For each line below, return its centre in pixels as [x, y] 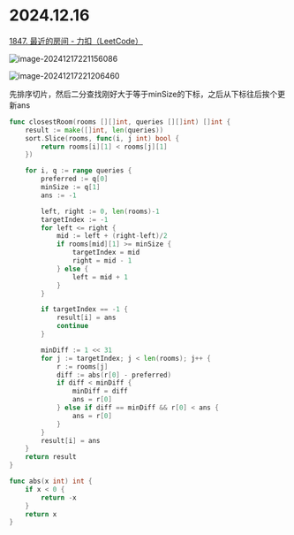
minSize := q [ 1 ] [71, 187]
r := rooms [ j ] [82, 367]
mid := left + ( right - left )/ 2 [112, 236]
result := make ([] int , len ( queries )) [94, 130]
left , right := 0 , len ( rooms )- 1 [101, 211]
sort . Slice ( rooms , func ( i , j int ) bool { [102, 138]
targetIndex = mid [106, 253]
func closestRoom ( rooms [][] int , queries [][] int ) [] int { [120, 122]
